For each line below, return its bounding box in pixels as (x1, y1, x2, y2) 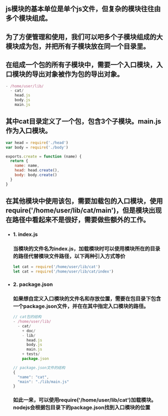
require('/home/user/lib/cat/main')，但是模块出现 (5, 206, 162, 215)
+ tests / (22, 351, 40, 356)
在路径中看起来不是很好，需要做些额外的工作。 (5, 215, 150, 224)
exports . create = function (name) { (5, 154, 82, 159)
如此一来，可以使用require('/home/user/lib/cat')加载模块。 (12, 396, 157, 403)
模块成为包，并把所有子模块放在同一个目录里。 (5, 42, 150, 50)
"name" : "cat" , (17, 374, 49, 379)
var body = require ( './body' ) (5, 144, 69, 150)
